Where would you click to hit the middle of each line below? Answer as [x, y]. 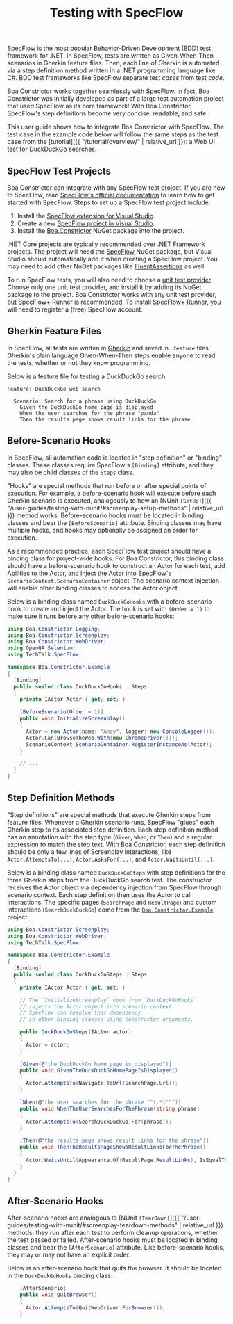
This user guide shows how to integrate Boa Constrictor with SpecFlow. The [115, 127]
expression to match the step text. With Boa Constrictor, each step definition [116, 844]
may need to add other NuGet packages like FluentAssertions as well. [106, 266]
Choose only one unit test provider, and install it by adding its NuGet [104, 287]
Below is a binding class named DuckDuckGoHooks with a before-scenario [110, 601]
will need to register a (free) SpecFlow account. [75, 309]
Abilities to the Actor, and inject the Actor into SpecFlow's [89, 573]
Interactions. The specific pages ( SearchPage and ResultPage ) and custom [112, 902]
